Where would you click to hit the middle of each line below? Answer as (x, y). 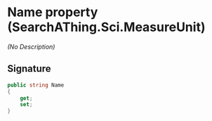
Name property (53, 12)
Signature (29, 69)
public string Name (36, 85)
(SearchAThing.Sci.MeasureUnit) (106, 27)
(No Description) (31, 46)
